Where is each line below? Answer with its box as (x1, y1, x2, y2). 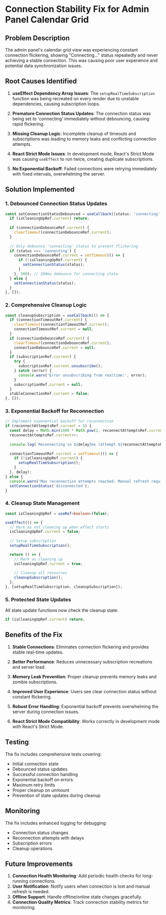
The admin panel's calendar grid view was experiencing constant (5, 47, 138, 53)
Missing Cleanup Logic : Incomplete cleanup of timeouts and (12, 131, 136, 136)
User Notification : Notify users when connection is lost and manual (12, 883, 150, 889)
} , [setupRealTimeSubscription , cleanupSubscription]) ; (5, 585, 123, 589)
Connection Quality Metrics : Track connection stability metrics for (12, 899, 149, 905)
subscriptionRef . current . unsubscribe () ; (18, 364, 103, 369)
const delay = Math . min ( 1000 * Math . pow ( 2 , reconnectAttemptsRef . (9, 428, 149, 433)
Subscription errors (12, 840, 52, 846)
